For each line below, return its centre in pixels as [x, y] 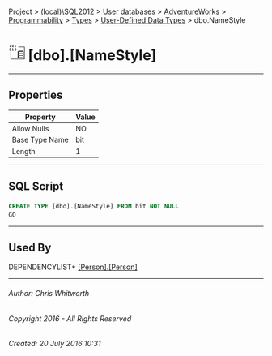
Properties [36, 94]
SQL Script [36, 187]
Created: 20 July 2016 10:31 [55, 344]
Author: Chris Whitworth [49, 294]
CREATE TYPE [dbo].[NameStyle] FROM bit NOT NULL [94, 206]
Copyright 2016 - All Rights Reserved [70, 318]
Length [23, 151]
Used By [30, 248]
